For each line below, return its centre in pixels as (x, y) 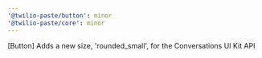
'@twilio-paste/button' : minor (60, 15)
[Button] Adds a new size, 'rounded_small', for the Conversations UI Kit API (131, 45)
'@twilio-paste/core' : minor (56, 23)
